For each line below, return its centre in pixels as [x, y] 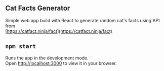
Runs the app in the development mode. [47, 58]
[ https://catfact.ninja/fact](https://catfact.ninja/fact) [59, 31]
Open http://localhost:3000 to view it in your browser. [61, 63]
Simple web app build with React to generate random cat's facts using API [83, 20]
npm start [21, 46]
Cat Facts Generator [38, 8]
